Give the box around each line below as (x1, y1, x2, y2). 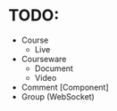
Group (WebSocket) (21, 91, 95, 102)
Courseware (21, 53, 67, 64)
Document (34, 63, 73, 74)
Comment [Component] (21, 82, 109, 92)
